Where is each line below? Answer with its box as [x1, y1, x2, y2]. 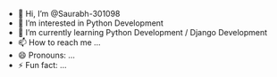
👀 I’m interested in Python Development [17, 18, 164, 28]
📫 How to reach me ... [17, 37, 101, 48]
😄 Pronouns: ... [17, 50, 76, 60]
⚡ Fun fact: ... [17, 60, 67, 70]
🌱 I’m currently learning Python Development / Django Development [17, 27, 268, 37]
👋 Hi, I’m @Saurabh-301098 [17, 9, 121, 19]
